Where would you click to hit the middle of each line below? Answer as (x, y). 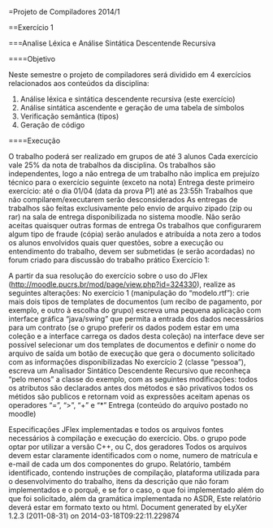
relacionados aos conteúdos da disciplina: (79, 83)
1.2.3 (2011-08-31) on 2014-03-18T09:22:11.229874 (94, 516)
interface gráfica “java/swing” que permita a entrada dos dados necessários (136, 319)
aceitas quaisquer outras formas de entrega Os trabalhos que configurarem (135, 225)
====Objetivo (32, 59)
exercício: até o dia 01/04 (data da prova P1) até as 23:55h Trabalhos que (131, 191)
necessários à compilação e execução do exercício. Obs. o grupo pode (127, 438)
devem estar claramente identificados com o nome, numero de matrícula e (133, 455)
